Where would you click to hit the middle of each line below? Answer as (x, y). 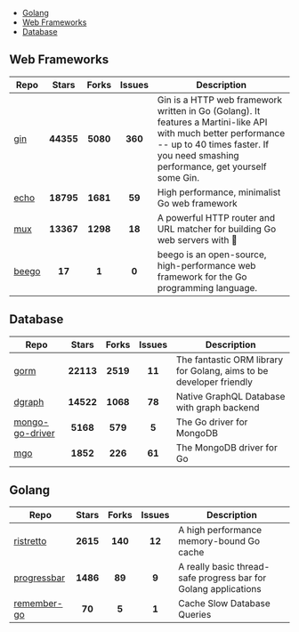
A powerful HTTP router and (216, 217)
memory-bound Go (219, 541)
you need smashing (198, 155)
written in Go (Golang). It (209, 110)
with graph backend (218, 407)
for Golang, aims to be (222, 370)
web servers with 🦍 (197, 239)
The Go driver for (212, 422)
